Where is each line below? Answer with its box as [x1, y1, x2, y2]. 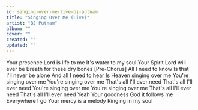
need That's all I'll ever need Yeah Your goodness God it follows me [6, 91, 173, 98]
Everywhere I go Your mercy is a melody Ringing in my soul [6, 97, 153, 104]
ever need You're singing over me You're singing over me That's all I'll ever [6, 84, 191, 91]
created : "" [6, 37, 36, 43]
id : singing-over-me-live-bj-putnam [6, 8, 98, 15]
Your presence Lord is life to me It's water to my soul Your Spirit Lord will [6, 58, 186, 66]
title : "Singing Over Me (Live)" [6, 14, 90, 20]
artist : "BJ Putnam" [6, 20, 58, 26]
